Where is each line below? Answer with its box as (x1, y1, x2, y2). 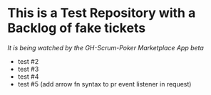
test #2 (17, 57, 39, 65)
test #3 (17, 65, 39, 73)
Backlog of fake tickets (7, 20, 146, 36)
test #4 (17, 72, 39, 81)
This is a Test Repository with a (7, 5, 196, 21)
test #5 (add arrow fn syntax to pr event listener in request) (17, 79, 192, 88)
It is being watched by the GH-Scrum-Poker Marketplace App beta (7, 43, 205, 52)
